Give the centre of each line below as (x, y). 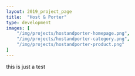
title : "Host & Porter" (36, 17)
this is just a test (26, 67)
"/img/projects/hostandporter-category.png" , (73, 39)
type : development (28, 22)
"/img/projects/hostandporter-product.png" (71, 45)
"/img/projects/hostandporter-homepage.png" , (73, 34)
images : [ (18, 28)
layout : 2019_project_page (39, 11)
